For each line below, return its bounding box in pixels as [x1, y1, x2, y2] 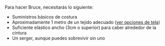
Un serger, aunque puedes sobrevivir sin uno [12, 35, 105, 41]
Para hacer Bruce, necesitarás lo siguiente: [5, 4, 94, 10]
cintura [12, 30, 27, 35]
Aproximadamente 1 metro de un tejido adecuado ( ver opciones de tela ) [12, 19, 160, 25]
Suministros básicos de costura [12, 14, 77, 19]
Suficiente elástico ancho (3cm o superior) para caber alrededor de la [12, 24, 156, 30]
